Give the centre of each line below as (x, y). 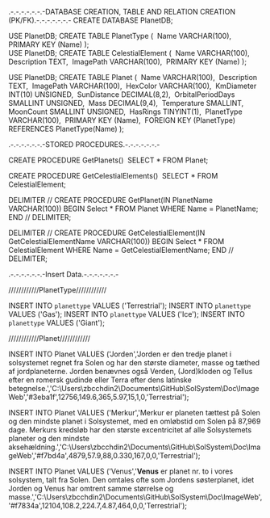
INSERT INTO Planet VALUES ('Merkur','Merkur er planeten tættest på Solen (134, 413)
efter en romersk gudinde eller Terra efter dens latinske (100, 380)
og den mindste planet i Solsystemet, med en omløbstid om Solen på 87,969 (135, 421)
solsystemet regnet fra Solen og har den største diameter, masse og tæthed (134, 362)
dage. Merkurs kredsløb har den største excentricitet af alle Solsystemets (130, 430)
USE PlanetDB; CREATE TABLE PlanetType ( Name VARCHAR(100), (120, 36)
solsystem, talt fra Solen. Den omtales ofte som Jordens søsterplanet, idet (131, 480)
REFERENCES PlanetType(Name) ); (66, 129)
